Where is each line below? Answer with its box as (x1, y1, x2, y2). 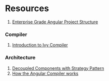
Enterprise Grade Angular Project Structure (12, 19, 98, 25)
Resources (5, 3, 49, 14)
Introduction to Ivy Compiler (12, 42, 68, 48)
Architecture (5, 54, 36, 61)
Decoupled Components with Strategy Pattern (12, 65, 104, 71)
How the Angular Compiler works (12, 70, 78, 76)
